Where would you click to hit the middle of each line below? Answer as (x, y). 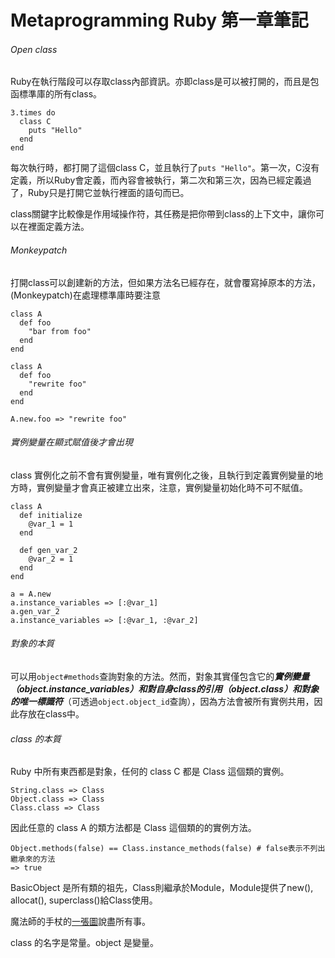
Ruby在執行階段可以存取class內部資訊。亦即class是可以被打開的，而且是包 (165, 82)
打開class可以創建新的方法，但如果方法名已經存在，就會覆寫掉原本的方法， (166, 282)
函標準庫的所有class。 (56, 94)
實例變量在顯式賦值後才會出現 (71, 442)
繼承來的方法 (33, 859)
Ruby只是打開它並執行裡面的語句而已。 (108, 193)
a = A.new (31, 594)
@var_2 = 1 (51, 559)
